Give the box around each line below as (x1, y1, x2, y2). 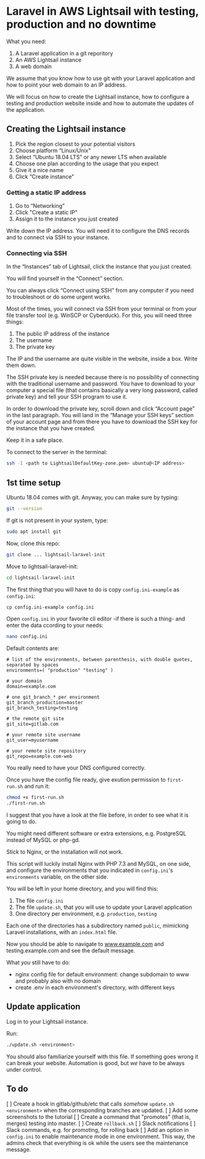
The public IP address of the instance (15, 330, 110, 337)
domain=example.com (6, 683, 56, 690)
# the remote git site (6, 716, 64, 722)
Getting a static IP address (6, 188, 87, 197)
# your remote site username (6, 732, 81, 738)
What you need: (6, 37, 47, 45)
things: (6, 318, 24, 326)
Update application (6, 1002, 81, 1012)
